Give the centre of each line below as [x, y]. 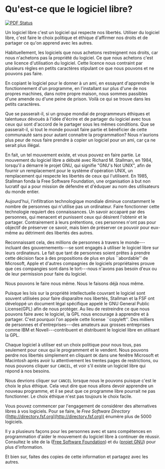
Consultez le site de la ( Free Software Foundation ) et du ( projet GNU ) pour [81, 442]
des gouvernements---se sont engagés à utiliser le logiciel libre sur [90, 247]
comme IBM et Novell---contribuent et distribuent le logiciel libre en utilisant [82, 329]
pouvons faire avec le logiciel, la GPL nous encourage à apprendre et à [77, 314]
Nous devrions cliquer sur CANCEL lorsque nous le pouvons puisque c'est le [81, 380]
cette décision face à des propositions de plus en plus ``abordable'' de [77, 258]
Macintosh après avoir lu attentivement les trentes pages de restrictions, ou [82, 360]
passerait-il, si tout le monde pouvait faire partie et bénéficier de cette [76, 129]
